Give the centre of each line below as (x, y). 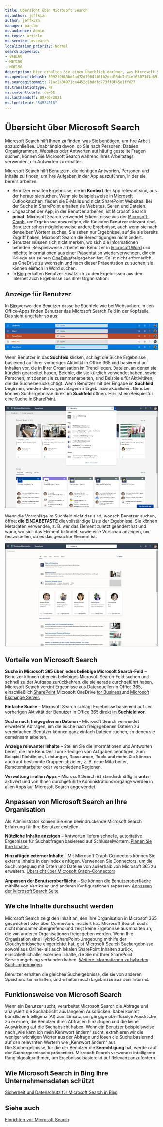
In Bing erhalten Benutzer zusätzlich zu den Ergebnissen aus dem (78, 274)
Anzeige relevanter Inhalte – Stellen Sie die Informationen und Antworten (79, 746)
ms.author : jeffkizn (26, 15)
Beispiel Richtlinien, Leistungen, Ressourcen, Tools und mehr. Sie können (78, 757)
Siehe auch (22, 1108)
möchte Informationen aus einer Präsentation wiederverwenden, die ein (84, 253)
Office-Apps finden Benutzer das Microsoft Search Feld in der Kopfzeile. (77, 311)
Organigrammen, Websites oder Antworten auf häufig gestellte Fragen (75, 151)
